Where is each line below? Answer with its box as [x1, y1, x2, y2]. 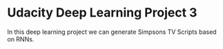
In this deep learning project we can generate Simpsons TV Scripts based [7, 28, 217, 36]
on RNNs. [7, 35, 35, 43]
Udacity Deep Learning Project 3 [7, 5, 197, 21]
